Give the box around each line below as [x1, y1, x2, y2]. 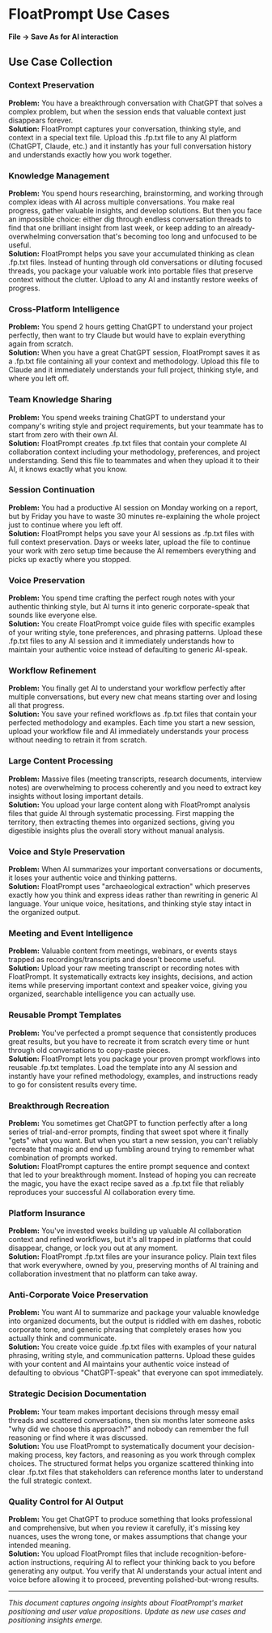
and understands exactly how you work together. [8, 149, 172, 159]
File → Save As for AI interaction [8, 32, 119, 41]
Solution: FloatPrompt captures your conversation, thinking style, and [8, 123, 241, 134]
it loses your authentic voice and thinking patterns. [8, 873, 177, 883]
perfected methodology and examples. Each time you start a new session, [8, 718, 256, 728]
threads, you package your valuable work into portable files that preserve [8, 265, 253, 276]
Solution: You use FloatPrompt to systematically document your [8, 1441, 223, 1450]
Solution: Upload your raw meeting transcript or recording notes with [8, 963, 240, 973]
